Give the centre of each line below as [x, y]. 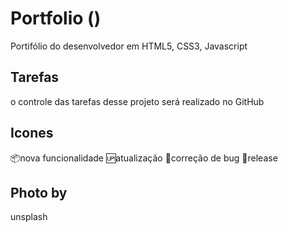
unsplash [29, 217]
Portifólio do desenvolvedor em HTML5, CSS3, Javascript [129, 46]
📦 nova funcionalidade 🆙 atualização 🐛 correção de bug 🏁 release [144, 158]
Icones [32, 133]
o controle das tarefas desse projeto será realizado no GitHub [137, 101]
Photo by [39, 192]
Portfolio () [56, 18]
